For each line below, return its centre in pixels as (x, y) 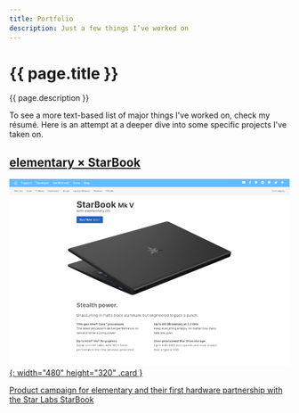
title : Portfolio (41, 19)
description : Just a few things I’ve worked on (99, 28)
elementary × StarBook (75, 162)
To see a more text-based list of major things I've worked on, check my (140, 115)
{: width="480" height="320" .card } (76, 373)
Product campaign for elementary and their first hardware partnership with (146, 390)
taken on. (26, 135)
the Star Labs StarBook (52, 400)
